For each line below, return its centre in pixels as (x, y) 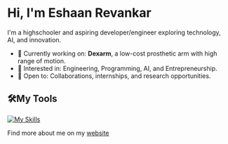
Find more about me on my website (59, 133)
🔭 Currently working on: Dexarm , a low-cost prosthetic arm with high (117, 53)
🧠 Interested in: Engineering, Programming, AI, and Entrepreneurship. (117, 68)
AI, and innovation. (34, 39)
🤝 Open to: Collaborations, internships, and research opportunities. (114, 76)
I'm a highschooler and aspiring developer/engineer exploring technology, (114, 32)
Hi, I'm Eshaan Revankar (80, 13)
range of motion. (41, 60)
